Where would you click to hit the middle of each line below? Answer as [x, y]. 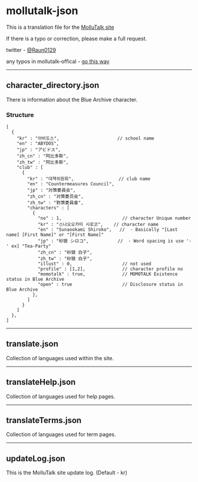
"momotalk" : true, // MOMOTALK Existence [108, 274]
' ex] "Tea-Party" [29, 246]
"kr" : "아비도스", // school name [85, 139]
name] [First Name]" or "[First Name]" [55, 235]
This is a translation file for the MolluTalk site [60, 27]
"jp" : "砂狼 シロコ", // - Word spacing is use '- [115, 241]
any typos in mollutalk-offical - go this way [58, 61]
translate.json [32, 344]
